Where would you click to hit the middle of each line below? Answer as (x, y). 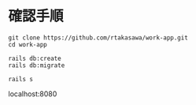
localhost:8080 (33, 94)
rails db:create (35, 58)
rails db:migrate (37, 65)
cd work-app (28, 44)
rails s (21, 79)
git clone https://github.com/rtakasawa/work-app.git (98, 37)
